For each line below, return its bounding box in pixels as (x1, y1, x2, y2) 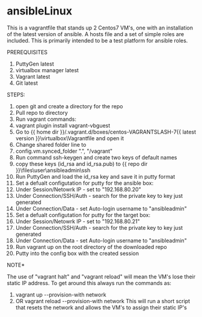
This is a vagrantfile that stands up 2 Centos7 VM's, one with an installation (7, 24, 194, 31)
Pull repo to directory (15, 109, 68, 116)
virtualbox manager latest (15, 66, 79, 73)
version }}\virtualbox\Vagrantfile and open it (15, 134, 124, 142)
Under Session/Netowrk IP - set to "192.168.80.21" (15, 218, 140, 225)
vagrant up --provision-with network (15, 291, 107, 298)
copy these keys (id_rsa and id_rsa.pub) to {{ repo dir (15, 160, 148, 167)
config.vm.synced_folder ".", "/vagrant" (15, 147, 113, 155)
